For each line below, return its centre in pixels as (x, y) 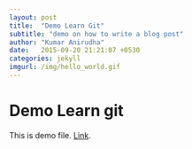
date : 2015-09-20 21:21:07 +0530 (75, 51)
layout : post (33, 17)
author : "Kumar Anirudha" (57, 42)
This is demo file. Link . (50, 135)
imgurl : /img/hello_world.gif (65, 67)
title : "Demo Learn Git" (57, 26)
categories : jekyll (45, 59)
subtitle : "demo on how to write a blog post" (96, 34)
